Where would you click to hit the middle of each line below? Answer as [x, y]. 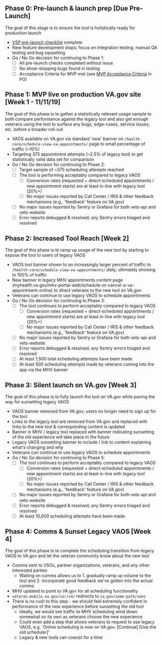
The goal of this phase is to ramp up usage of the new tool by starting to [77, 250]
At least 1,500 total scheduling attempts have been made [76, 359]
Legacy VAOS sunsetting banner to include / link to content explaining [81, 442]
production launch [23, 33]
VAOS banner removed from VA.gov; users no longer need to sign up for [84, 411]
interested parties [29, 570]
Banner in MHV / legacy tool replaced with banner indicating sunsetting [83, 432]
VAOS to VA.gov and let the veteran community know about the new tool [77, 556]
